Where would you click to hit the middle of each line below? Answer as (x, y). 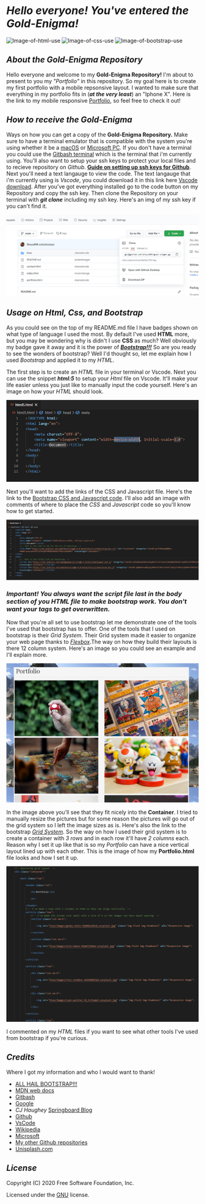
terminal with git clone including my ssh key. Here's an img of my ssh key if (101, 199)
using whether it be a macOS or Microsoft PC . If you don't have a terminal (99, 147)
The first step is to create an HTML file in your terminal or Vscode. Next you (101, 372)
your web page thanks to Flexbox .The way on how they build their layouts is (102, 642)
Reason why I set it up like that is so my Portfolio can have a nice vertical (98, 845)
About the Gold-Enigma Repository (74, 60)
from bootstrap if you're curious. (47, 1038)
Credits (21, 1058)
